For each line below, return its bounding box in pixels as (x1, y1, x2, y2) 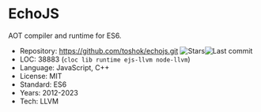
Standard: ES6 (19, 80, 67, 89)
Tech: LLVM (19, 96, 59, 106)
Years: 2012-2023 (19, 88, 79, 97)
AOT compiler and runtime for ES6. (8, 31, 122, 40)
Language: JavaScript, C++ (19, 62, 110, 72)
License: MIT (19, 71, 62, 80)
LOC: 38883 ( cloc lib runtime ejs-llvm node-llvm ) (19, 54, 191, 64)
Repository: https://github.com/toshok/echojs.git (19, 46, 179, 55)
